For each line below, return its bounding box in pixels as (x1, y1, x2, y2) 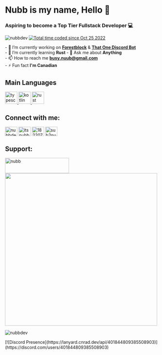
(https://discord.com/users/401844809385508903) (5, 344, 109, 350)
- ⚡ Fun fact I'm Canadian (5, 63, 57, 68)
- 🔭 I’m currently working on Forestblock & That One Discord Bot (5, 44, 136, 50)
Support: (5, 145, 33, 153)
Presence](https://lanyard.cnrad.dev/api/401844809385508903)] (26, 339, 158, 345)
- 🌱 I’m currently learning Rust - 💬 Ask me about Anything (5, 50, 122, 56)
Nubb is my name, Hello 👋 (5, 4, 110, 16)
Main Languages (5, 78, 57, 87)
